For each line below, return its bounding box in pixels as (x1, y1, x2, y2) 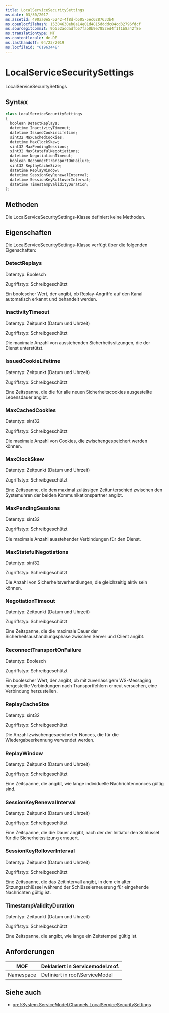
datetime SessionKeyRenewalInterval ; (10, 172, 89, 177)
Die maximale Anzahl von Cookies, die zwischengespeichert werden (5, 438, 148, 444)
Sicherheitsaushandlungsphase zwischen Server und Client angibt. (5, 634, 145, 640)
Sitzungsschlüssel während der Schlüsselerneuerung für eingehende (5, 884, 149, 890)
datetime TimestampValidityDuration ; (10, 182, 89, 187)
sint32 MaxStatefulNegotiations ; (10, 149, 80, 154)
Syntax (5, 98, 28, 106)
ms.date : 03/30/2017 (5, 12, 49, 17)
